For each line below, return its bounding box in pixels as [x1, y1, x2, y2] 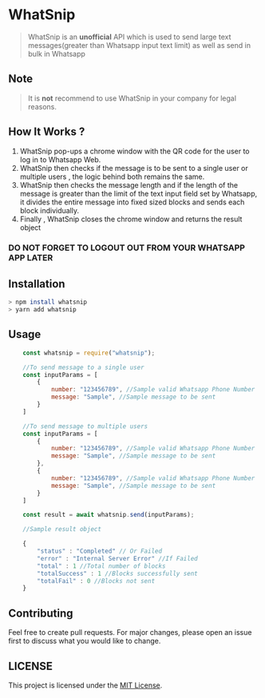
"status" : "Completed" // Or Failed [37, 547, 162, 556]
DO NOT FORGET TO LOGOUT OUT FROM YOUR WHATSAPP [8, 242, 246, 253]
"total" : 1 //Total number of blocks [37, 561, 166, 570]
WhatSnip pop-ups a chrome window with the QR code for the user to [19, 146, 250, 156]
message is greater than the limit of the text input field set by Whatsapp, [19, 188, 258, 198]
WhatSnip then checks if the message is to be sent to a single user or [19, 163, 249, 173]
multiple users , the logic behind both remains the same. [19, 172, 205, 181]
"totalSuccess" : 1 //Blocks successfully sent [37, 569, 198, 577]
